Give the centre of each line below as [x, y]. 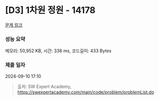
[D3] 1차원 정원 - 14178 [50, 10]
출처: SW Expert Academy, [44, 86]
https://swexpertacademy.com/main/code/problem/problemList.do [86, 92]
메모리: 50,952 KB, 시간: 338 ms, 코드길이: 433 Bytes [58, 51]
